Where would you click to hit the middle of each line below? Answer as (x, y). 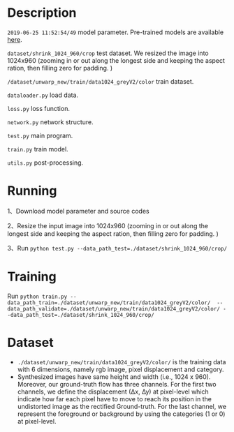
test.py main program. (40, 135)
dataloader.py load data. (43, 95)
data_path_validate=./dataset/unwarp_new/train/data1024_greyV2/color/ (114, 308)
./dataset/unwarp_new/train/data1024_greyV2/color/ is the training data (122, 362)
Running (32, 191)
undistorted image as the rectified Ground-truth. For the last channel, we (122, 406)
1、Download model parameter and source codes (78, 211)
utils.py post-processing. (45, 163)
